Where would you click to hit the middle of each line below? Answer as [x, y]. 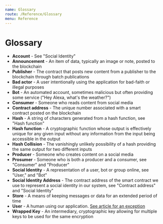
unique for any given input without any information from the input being [84, 134]
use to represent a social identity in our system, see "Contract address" [84, 186]
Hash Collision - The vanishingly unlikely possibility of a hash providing [84, 144]
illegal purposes [28, 87]
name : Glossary [20, 9]
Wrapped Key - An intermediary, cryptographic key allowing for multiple [84, 211]
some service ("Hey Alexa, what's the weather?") [61, 97]
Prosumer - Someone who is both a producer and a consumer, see [79, 160]
